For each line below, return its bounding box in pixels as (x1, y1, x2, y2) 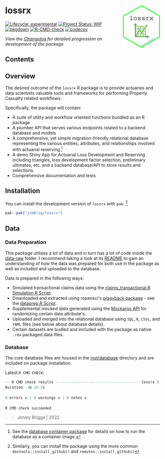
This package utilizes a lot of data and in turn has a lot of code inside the (5, 250, 152, 256)
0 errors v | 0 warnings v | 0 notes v (5, 395, 87, 400)
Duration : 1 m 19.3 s (5, 385, 45, 390)
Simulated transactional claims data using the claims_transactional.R (12, 284, 151, 290)
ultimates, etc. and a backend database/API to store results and (12, 162, 141, 168)
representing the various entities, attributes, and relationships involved (12, 140, 155, 147)
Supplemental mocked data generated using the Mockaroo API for (12, 306, 147, 311)
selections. (12, 167, 34, 173)
